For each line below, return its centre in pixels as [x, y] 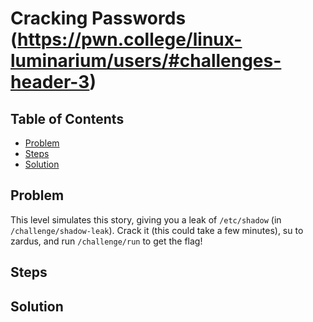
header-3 [50, 82]
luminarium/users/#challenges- [146, 61]
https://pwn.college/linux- [130, 39]
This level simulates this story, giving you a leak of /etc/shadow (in [146, 219]
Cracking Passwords [98, 18]
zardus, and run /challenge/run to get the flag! [106, 241]
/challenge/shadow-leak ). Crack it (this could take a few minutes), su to [157, 230]
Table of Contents [67, 118]
